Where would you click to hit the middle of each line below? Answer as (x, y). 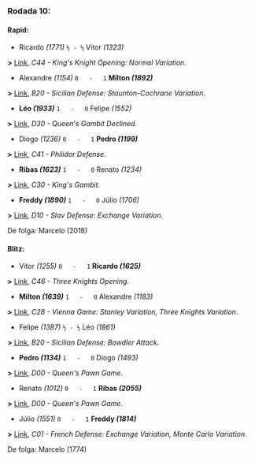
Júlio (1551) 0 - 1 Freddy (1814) (78, 419)
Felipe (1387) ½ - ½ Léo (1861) (67, 327)
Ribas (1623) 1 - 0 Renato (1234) (80, 170)
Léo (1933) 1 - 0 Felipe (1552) (75, 109)
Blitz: (16, 248)
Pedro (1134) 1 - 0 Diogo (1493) (78, 358)
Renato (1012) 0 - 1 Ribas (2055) (80, 389)
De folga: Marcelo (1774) (47, 449)
